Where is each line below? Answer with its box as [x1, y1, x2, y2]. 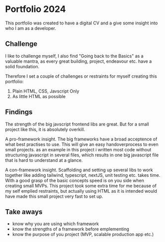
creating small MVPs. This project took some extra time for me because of [5, 183, 157, 189]
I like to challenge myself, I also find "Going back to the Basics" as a [5, 53, 144, 59]
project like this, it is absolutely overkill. [5, 126, 85, 132]
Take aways [5, 208, 43, 216]
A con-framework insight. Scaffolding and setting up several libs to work [5, 167, 153, 173]
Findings [5, 108, 33, 117]
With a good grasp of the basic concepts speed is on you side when [5, 177, 145, 183]
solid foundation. [5, 63, 40, 69]
